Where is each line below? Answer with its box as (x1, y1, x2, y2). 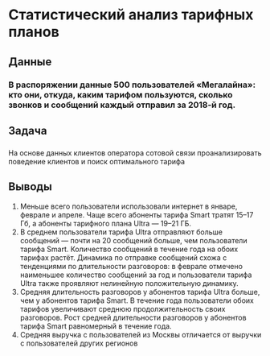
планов (8, 23, 60, 41)
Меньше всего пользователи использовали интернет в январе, (19, 201, 238, 211)
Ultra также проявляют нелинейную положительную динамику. (19, 278, 239, 288)
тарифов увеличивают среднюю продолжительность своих (19, 304, 226, 313)
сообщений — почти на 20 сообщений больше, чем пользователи (19, 235, 247, 245)
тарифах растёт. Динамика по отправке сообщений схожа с (19, 252, 227, 263)
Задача (8, 123, 47, 138)
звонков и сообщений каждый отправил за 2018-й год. (8, 99, 236, 110)
